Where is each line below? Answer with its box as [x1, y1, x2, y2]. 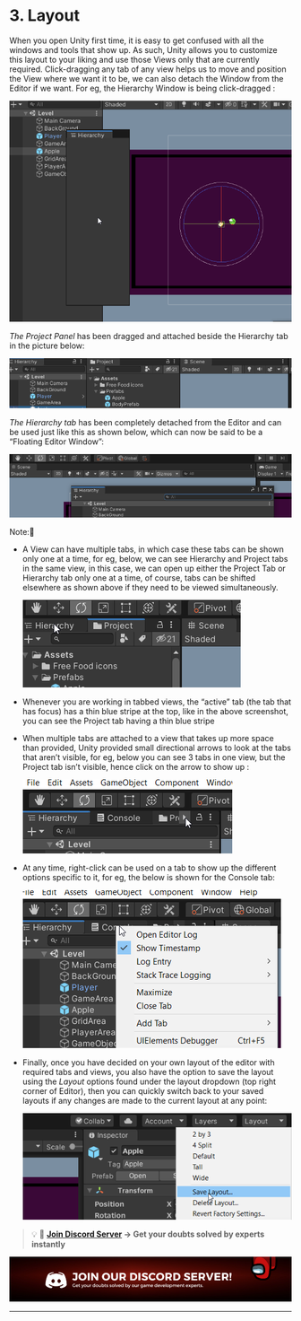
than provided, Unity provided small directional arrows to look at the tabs [21, 742, 291, 753]
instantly [30, 1239, 65, 1250]
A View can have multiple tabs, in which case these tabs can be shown [21, 544, 284, 555]
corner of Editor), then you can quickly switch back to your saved [21, 1085, 264, 1096]
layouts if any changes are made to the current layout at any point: [21, 1095, 268, 1106]
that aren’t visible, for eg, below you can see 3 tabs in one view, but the [21, 751, 286, 763]
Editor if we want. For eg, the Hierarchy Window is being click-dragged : [9, 83, 276, 93]
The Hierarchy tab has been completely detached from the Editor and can [9, 416, 282, 427]
